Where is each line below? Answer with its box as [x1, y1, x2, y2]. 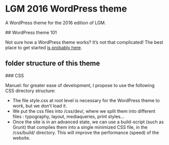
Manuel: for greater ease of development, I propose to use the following [5, 82, 155, 88]
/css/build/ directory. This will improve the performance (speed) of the [12, 129, 159, 135]
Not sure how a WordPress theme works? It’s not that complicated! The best [5, 39, 163, 45]
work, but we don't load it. [12, 103, 67, 109]
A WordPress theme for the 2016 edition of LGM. [5, 20, 106, 26]
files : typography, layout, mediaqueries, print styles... [12, 113, 125, 119]
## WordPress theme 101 [5, 29, 57, 35]
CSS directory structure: [5, 88, 56, 94]
